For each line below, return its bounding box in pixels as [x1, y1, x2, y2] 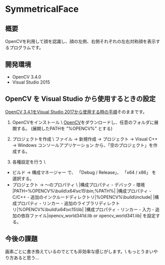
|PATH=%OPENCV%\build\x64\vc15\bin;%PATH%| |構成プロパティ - [12, 188, 152, 194]
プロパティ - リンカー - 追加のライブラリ [16, 200, 99, 206]
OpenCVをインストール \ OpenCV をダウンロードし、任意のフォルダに [12, 119, 154, 125]
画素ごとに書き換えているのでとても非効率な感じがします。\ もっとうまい [5, 249, 154, 255]
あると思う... [13, 255, 39, 261]
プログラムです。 [9, 44, 44, 50]
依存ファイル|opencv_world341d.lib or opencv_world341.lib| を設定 [21, 213, 156, 219]
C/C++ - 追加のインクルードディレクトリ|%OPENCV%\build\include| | [12, 194, 155, 200]
